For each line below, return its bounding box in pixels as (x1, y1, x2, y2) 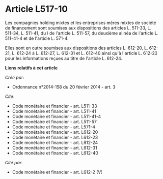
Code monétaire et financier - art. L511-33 (12, 103, 97, 109)
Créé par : (5, 74, 25, 80)
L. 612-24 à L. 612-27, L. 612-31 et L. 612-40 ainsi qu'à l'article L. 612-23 (12, 50, 158, 56)
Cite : (5, 93, 15, 99)
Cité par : (5, 159, 23, 165)
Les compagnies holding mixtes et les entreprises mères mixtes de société (5, 20, 156, 26)
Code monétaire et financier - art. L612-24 (12, 139, 98, 146)
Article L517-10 (5, 3, 68, 15)
